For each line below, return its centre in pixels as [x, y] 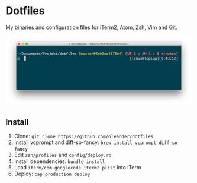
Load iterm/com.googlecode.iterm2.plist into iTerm [77, 168]
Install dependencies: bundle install [59, 161]
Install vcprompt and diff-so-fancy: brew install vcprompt [85, 142]
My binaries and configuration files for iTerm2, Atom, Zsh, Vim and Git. [92, 27]
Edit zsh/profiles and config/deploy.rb [63, 155]
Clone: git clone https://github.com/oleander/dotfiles [84, 136]
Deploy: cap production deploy [52, 174]
